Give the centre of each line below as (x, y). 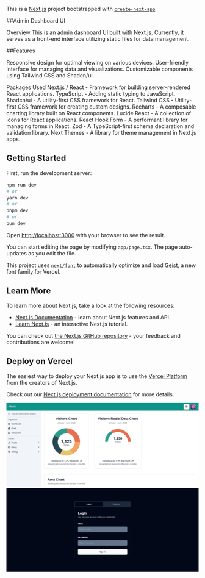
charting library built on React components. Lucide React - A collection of (99, 113)
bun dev (16, 224)
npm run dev (21, 185)
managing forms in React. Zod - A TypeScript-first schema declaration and (100, 126)
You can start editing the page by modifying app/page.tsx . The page (92, 247)
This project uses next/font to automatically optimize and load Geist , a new (101, 265)
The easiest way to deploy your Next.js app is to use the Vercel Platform (97, 376)
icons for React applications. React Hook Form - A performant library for (97, 120)
